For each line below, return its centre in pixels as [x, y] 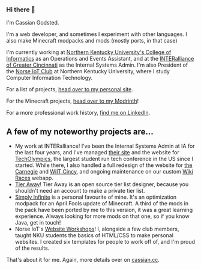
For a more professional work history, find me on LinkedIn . [78, 113]
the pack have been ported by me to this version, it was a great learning [104, 210]
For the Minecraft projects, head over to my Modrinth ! [73, 101]
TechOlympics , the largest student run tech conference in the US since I [104, 159]
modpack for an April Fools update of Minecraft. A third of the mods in [102, 204]
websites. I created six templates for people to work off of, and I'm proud [105, 242]
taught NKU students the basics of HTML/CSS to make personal [94, 235]
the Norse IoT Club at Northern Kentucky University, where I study [88, 71]
